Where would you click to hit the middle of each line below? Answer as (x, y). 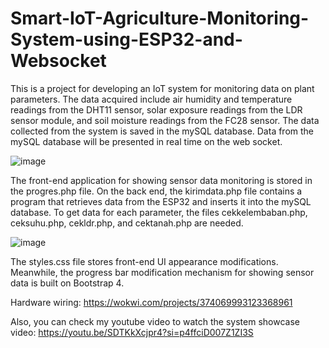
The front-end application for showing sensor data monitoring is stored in (161, 180)
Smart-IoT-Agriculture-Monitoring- (160, 18)
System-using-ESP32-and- (126, 39)
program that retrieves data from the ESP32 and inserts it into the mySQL (161, 201)
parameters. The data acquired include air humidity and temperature (151, 99)
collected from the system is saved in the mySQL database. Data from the (162, 131)
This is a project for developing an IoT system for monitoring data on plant (162, 88)
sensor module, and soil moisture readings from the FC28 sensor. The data (165, 120)
